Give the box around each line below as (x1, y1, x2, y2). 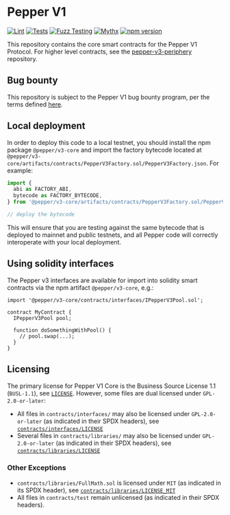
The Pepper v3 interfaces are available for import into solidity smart (7, 276, 198, 284)
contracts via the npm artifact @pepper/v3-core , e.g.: (7, 283, 154, 292)
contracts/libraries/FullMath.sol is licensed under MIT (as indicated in (16, 479, 221, 487)
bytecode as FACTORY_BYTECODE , (13, 192, 103, 199)
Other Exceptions (7, 463, 66, 472)
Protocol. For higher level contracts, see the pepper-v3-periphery (7, 47, 192, 56)
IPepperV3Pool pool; (13, 314, 72, 321)
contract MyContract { (7, 308, 72, 316)
